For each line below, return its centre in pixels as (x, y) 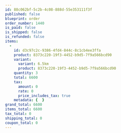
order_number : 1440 (25, 23)
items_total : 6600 (24, 109)
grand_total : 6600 (24, 105)
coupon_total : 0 (21, 123)
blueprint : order (23, 19)
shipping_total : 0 (24, 118)
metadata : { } (29, 100)
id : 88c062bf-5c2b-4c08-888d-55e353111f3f (49, 9)
